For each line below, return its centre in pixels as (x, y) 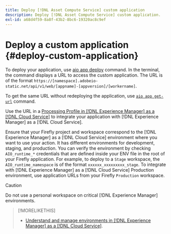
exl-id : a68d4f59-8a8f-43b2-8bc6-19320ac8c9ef (56, 19)
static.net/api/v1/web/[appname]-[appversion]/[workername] (71, 87)
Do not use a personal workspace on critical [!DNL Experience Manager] (82, 195)
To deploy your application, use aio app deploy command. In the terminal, (82, 70)
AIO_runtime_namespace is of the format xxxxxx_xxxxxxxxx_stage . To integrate (86, 165)
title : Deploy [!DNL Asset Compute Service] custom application (75, 10)
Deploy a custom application (67, 45)
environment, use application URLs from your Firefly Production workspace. (85, 175)
